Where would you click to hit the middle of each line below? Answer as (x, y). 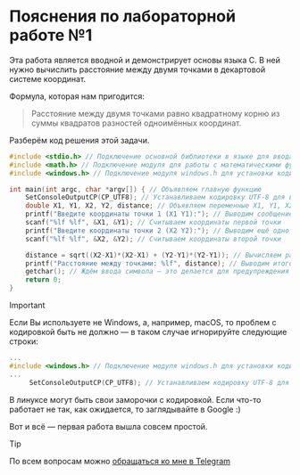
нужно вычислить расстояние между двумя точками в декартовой (137, 70)
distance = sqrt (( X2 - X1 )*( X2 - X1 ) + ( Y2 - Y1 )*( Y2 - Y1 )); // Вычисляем (154, 255)
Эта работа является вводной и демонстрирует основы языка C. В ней (145, 60)
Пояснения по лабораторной (123, 16)
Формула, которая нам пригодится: (77, 96)
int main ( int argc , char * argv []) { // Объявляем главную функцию (135, 189)
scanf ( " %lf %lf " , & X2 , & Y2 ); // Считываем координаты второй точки (153, 239)
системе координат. (48, 78)
